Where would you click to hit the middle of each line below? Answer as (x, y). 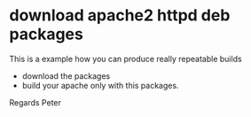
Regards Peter (35, 102)
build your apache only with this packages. (100, 85)
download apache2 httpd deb (120, 16)
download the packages (66, 75)
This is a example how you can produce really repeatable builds (125, 58)
